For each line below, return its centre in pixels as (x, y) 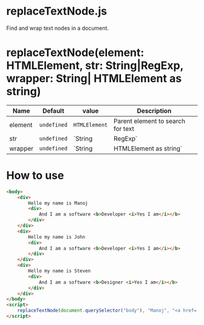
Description (154, 111)
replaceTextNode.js (57, 11)
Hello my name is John (57, 237)
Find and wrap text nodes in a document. (58, 28)
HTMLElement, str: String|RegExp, (95, 66)
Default (53, 111)
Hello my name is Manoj (58, 203)
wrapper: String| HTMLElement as (94, 79)
